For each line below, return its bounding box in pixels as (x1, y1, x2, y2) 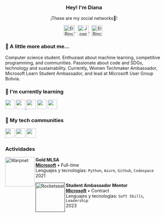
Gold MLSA (35, 157, 59, 163)
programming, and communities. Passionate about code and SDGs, (5, 59, 143, 66)
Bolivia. (5, 75, 20, 81)
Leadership (65, 199, 88, 204)
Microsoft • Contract (65, 188, 109, 194)
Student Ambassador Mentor (65, 183, 128, 189)
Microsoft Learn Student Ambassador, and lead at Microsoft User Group (5, 70, 153, 76)
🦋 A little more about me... (5, 43, 70, 50)
